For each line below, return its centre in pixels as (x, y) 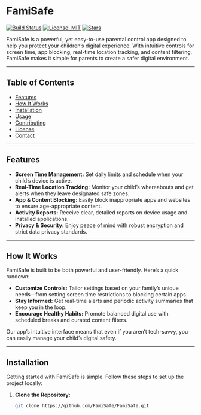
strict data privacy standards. (51, 231)
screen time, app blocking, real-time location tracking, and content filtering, (99, 52)
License (25, 129)
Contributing (30, 122)
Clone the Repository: (42, 395)
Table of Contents (40, 83)
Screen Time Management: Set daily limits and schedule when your (99, 174)
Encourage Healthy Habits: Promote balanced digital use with (92, 314)
